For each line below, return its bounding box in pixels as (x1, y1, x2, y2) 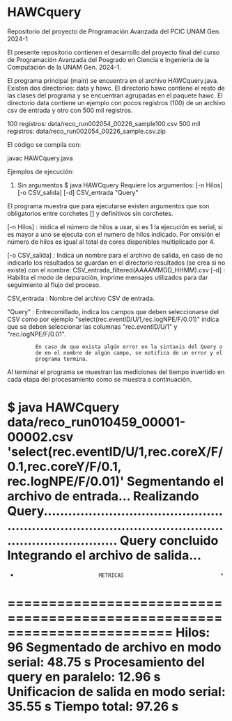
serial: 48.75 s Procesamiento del (7, 654, 205, 670)
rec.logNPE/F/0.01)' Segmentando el (7, 474, 224, 490)
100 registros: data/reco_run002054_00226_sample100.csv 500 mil (7, 119, 201, 127)
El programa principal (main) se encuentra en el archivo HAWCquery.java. (7, 76, 219, 84)
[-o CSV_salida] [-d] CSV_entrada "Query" (17, 188, 139, 196)
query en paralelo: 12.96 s (7, 669, 161, 685)
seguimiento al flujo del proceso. (7, 280, 101, 289)
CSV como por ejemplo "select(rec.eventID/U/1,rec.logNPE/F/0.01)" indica (7, 315, 219, 323)
